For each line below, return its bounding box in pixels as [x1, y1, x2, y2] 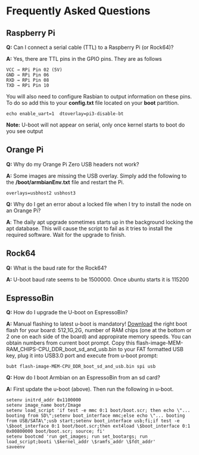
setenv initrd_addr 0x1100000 [6, 397, 82, 403]
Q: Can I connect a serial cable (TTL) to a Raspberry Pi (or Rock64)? [6, 44, 174, 51]
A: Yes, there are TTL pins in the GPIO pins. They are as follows [6, 55, 162, 62]
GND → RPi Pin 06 [6, 72, 49, 78]
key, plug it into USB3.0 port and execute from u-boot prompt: [6, 352, 158, 359]
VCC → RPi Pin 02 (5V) [6, 67, 63, 73]
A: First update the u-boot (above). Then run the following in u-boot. [6, 386, 174, 393]
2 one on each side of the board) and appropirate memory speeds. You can [6, 333, 192, 341]
